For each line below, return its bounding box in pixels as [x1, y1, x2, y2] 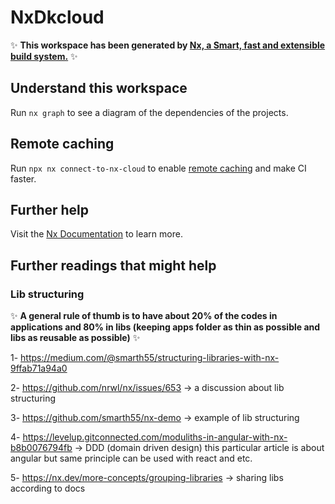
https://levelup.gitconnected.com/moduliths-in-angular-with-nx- [22, 431, 288, 443]
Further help [10, 201, 90, 218]
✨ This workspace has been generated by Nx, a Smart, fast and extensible [10, 39, 326, 51]
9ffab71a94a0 [10, 362, 68, 375]
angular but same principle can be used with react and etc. [10, 452, 253, 465]
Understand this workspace [10, 80, 188, 97]
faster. [10, 172, 37, 185]
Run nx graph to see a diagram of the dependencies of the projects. [10, 106, 289, 118]
